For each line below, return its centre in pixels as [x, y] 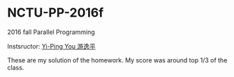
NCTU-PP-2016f [56, 13]
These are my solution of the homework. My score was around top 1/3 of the [117, 60]
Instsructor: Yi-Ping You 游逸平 [51, 46]
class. [16, 67]
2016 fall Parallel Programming [51, 32]
